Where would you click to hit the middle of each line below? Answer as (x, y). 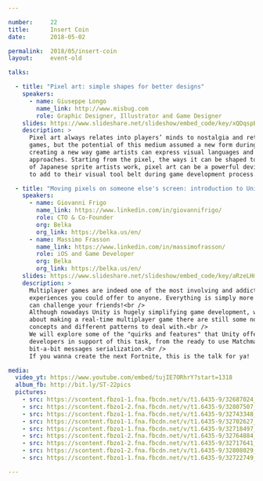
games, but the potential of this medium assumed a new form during (143, 145)
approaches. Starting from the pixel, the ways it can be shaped (137, 159)
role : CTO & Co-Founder (75, 217)
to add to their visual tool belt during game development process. (143, 174)
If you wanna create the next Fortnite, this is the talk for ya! (139, 356)
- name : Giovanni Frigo (68, 203)
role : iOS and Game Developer (85, 254)
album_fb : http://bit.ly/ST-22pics (73, 385)
